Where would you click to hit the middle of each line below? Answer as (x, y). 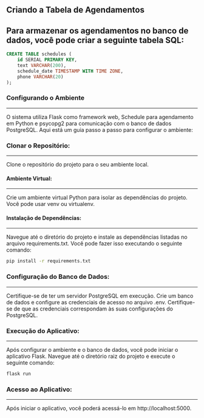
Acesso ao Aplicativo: (39, 389)
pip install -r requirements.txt (49, 261)
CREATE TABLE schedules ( (39, 54)
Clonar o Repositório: (38, 145)
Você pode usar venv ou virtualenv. (51, 204)
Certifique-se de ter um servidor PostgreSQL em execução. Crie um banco (100, 296)
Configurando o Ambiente (46, 98)
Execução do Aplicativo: (43, 331)
